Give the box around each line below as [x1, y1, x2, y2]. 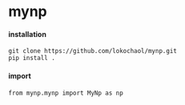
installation [8, 29, 46, 38]
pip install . [8, 55, 56, 63]
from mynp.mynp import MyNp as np [8, 89, 124, 97]
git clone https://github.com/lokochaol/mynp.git [8, 47, 178, 55]
